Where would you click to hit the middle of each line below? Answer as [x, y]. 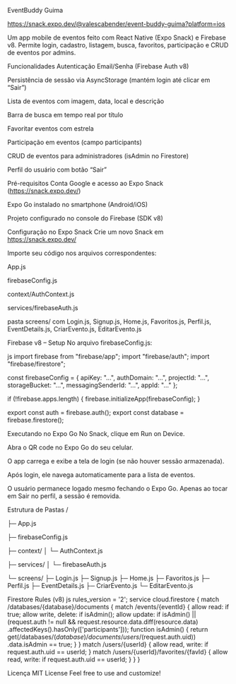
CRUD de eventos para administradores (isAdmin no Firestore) [98, 156]
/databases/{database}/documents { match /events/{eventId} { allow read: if [118, 607]
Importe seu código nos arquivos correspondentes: [82, 253]
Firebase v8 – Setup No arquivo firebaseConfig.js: [80, 343]
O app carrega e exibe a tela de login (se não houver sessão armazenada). [116, 461]
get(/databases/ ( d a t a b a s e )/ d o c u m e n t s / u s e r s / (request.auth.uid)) [102, 637]
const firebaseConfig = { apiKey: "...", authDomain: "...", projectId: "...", [108, 378]
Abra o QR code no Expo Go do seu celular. [70, 447]
